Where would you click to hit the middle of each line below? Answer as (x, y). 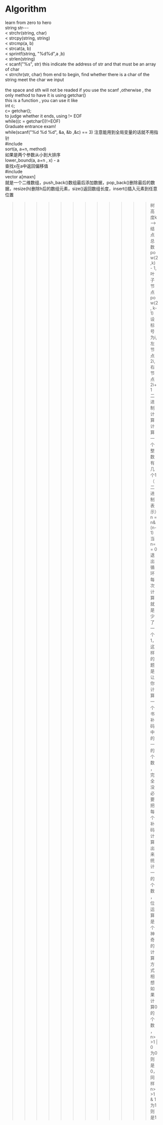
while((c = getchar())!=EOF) (33, 121)
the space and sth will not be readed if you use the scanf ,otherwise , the (78, 90)
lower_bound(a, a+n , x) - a (32, 160)
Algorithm (26, 9)
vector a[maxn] (20, 176)
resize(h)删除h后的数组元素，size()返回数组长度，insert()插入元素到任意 (85, 189)
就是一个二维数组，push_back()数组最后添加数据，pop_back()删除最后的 (78, 182)
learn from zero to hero (28, 22)
